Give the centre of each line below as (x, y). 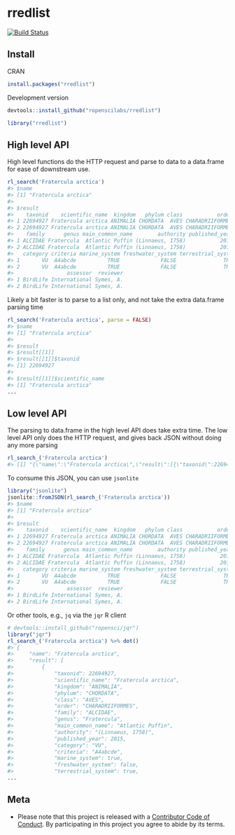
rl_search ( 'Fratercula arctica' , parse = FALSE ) (79, 320)
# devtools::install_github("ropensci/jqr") (73, 628)
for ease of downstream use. (49, 169)
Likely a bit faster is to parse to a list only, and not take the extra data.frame (116, 300)
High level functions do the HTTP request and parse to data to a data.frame (116, 162)
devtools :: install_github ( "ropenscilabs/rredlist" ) (84, 110)
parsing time (25, 307)
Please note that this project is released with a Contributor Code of (113, 816)
